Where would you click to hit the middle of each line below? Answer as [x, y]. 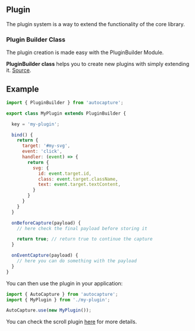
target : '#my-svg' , [46, 146]
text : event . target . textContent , [79, 185]
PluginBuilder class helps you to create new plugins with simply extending [98, 64]
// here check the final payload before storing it [82, 228]
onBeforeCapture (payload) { [46, 223]
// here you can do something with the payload [77, 261]
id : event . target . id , [65, 174]
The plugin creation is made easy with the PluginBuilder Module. [85, 52]
